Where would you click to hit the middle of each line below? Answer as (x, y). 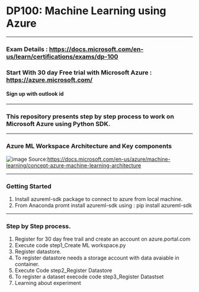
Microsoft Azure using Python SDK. (58, 124)
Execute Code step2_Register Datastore (63, 271)
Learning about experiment (48, 283)
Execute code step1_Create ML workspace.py (70, 245)
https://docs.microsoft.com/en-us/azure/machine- (109, 159)
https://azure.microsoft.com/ (49, 80)
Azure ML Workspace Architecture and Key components (89, 146)
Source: (38, 159)
